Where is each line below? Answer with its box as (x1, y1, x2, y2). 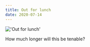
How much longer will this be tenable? (5, 36, 85, 42)
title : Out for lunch (5, 7, 51, 13)
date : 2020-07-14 (5, 12, 42, 17)
